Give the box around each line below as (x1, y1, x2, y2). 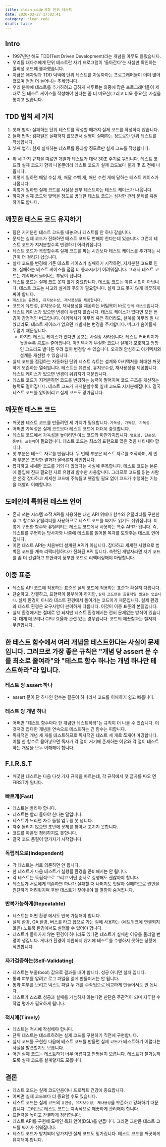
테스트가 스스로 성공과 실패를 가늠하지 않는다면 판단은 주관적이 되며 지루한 (12, 994, 156, 1000)
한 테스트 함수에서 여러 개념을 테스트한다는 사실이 (5, 638, 146, 646)
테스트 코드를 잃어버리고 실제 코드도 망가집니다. (12, 389, 104, 395)
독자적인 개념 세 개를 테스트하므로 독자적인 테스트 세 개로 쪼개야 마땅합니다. (12, 732, 158, 738)
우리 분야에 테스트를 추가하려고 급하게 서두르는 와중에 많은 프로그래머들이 (12, 84, 155, 90)
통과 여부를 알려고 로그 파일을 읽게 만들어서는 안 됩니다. (12, 975, 120, 982)
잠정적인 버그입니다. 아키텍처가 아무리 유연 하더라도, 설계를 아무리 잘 (21, 315, 154, 321)
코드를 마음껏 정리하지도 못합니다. (12, 830, 78, 836)
